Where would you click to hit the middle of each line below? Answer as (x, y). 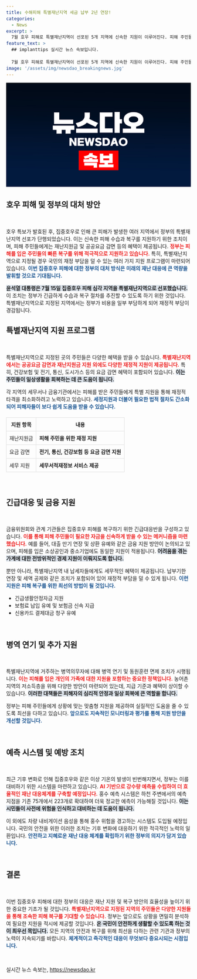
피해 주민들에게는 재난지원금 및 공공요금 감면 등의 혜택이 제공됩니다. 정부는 (99, 246)
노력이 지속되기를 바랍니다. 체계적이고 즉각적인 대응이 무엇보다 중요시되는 (89, 938)
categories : (21, 19)
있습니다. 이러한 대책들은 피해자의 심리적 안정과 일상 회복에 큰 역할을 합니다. (92, 694)
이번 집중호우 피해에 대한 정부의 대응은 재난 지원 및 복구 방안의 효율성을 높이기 (95, 901)
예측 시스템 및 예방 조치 (45, 752)
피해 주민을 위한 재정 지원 (68, 438)
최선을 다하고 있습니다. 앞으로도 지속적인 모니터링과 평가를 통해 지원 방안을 (101, 713)
